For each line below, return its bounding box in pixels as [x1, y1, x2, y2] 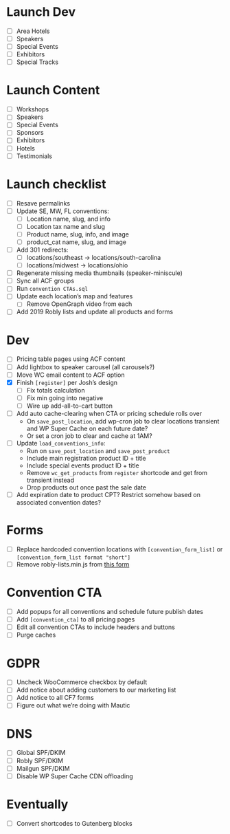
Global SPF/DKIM [16, 749, 66, 757]
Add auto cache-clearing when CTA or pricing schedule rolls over [16, 409, 203, 417]
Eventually [6, 796, 69, 812]
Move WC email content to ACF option [16, 371, 125, 379]
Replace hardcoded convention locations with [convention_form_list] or [16, 545, 223, 553]
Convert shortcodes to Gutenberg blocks [16, 819, 133, 827]
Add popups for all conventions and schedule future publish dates [16, 608, 204, 616]
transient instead [26, 476, 75, 484]
